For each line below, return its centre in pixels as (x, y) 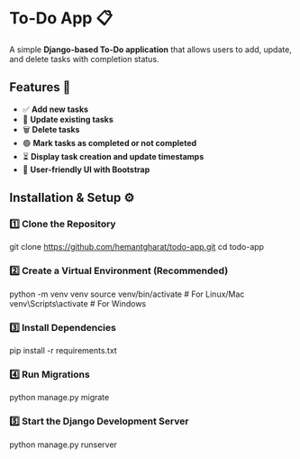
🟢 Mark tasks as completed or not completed (109, 142)
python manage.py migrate (59, 398)
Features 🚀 (40, 87)
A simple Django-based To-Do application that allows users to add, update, (151, 49)
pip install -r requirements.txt (63, 351)
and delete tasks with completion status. (84, 59)
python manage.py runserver (63, 445)
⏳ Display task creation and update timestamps (113, 156)
